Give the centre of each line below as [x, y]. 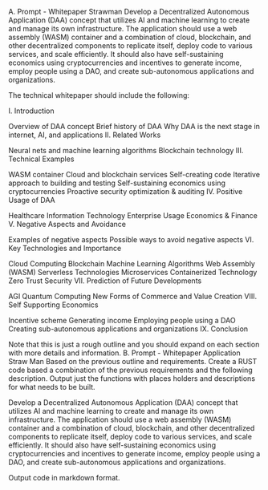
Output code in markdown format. [64, 478]
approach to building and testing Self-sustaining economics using [117, 183]
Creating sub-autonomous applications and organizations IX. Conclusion [128, 329]
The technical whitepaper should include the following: [99, 95]
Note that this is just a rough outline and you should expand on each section [134, 344]
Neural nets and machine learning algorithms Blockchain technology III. [126, 150]
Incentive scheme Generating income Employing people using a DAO [122, 320]
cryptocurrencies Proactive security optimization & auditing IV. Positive [126, 191]
